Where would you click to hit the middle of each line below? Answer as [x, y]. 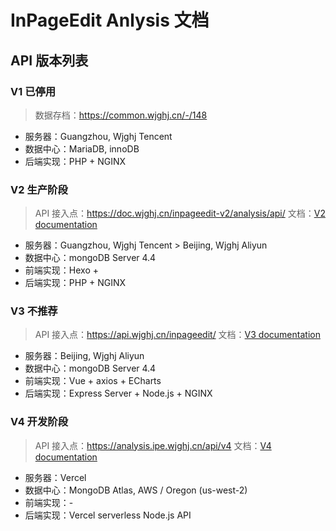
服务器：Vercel [55, 477]
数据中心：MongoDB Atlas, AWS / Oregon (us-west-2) [136, 490]
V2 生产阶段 [39, 189]
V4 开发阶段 [39, 422]
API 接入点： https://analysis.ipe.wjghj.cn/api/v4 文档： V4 [153, 445]
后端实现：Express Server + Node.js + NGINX [118, 393]
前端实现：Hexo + [61, 270]
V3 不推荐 [34, 311]
